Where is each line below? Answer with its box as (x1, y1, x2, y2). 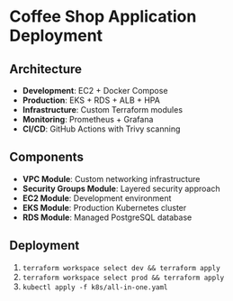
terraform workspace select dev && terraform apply (22, 263, 220, 272)
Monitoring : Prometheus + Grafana (22, 114, 154, 124)
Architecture (9, 61, 83, 77)
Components (9, 150, 84, 165)
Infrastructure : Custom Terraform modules (22, 105, 183, 114)
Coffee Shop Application (9, 6, 197, 27)
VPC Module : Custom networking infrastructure (22, 173, 201, 184)
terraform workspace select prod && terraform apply (22, 273, 225, 282)
